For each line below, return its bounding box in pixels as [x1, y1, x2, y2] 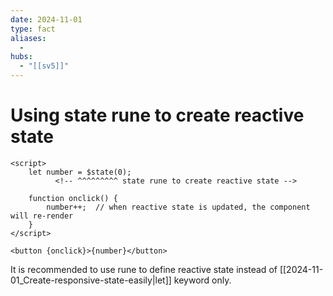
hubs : [10, 52, 33, 62]
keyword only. [173, 274, 232, 286]
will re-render [10, 211, 74, 221]
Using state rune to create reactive [10, 104, 305, 127]
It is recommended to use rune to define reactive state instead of [10, 263, 278, 275]
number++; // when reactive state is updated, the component [46, 202, 311, 212]
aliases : [10, 33, 47, 43]
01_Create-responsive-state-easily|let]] [10, 274, 172, 286]
